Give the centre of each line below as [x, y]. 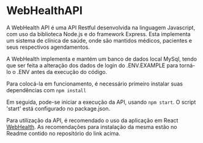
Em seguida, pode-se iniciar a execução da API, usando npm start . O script [101, 102]
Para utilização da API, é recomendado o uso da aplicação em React [92, 120]
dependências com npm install [46, 90]
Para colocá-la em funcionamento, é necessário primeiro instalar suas [95, 84]
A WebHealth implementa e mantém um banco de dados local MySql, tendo [102, 59]
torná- [187, 65]
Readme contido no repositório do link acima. [63, 133]
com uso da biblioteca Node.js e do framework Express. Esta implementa [98, 34]
